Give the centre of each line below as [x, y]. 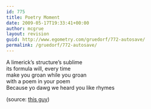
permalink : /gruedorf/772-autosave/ [52, 46]
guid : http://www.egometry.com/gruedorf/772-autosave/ [76, 40]
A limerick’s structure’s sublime [44, 62]
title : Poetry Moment [33, 17]
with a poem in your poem [38, 81]
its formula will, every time [38, 68]
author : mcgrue [25, 28]
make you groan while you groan [47, 75]
